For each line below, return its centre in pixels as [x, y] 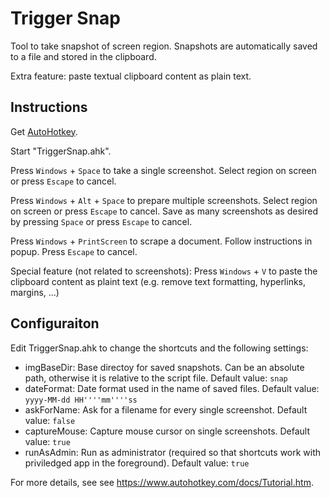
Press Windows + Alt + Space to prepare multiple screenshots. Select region [164, 200]
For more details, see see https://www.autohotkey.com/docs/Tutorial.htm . [162, 482]
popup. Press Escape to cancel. [74, 251]
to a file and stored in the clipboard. [83, 56]
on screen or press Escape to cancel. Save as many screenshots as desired [164, 211]
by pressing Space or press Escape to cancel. [101, 221]
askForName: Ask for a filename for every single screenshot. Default [166, 409]
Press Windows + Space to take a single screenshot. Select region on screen [163, 170]
